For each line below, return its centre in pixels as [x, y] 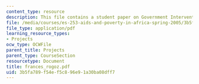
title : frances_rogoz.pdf [38, 67]
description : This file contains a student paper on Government [87, 17]
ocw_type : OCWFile [29, 45]
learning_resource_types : [38, 34]
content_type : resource [36, 12]
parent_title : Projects [36, 50]
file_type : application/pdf [41, 28]
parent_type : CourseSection [41, 56]
